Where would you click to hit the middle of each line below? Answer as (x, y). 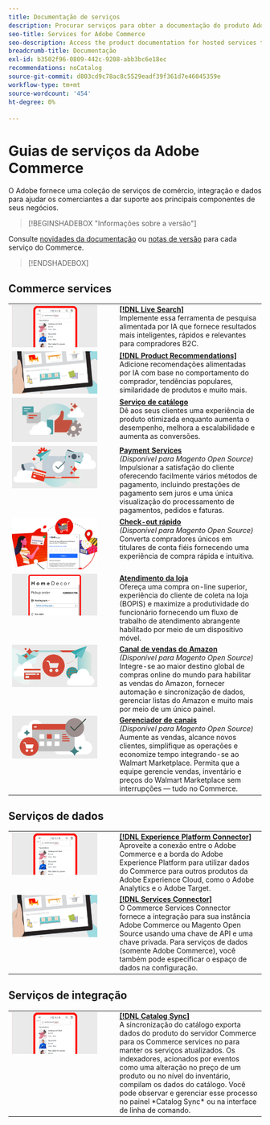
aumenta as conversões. (160, 436)
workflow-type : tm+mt (45, 85)
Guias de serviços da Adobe (104, 151)
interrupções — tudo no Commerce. (179, 788)
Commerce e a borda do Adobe (171, 854)
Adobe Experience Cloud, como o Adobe (187, 880)
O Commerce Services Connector (175, 908)
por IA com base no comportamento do (184, 372)
